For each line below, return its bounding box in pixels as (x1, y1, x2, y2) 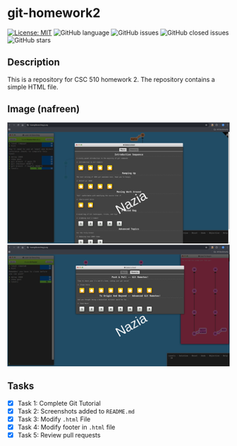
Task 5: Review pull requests (17, 430, 101, 439)
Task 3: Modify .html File (17, 415, 91, 423)
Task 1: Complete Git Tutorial (17, 399, 101, 407)
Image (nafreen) (7, 103, 80, 115)
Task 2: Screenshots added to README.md (17, 406, 135, 415)
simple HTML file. (7, 83, 59, 91)
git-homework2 (7, 5, 101, 21)
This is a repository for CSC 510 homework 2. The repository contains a (7, 75, 215, 83)
